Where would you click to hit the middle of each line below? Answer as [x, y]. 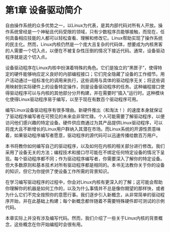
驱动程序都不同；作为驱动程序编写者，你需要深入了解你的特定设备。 [94, 158]
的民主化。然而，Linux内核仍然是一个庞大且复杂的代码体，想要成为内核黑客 [84, 44]
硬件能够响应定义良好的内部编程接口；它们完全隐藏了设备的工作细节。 [87, 74]
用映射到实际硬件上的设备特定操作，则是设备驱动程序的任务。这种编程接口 [83, 86]
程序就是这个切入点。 [27, 57]
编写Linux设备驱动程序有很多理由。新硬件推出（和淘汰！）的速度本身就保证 [84, 110]
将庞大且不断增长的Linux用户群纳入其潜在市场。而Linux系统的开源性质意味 [83, 129]
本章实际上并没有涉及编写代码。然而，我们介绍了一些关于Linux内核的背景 [82, 218]
